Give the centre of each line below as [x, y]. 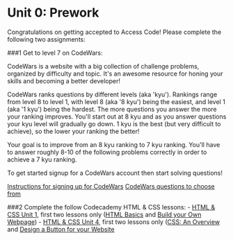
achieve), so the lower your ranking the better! [73, 131]
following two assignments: [46, 39]
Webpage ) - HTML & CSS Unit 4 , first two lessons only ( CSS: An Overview [114, 222]
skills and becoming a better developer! [64, 80]
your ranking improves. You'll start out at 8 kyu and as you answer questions [117, 117]
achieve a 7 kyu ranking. [42, 159]
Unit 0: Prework [53, 13]
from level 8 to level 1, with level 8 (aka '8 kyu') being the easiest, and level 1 [116, 101]
